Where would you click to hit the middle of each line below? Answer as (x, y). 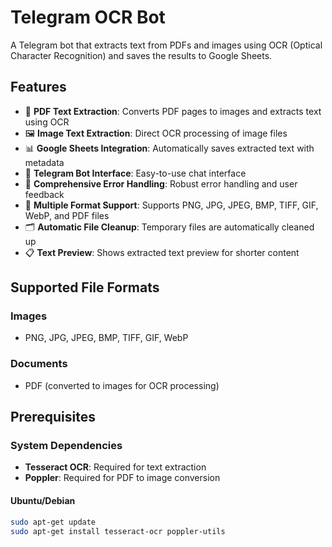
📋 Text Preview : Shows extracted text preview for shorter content (162, 252)
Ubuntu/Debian (43, 501)
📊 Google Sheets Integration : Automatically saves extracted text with (169, 148)
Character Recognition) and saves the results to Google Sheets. (141, 55)
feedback (44, 194)
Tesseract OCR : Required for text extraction (115, 467)
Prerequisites (53, 417)
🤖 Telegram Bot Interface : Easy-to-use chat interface (135, 173)
